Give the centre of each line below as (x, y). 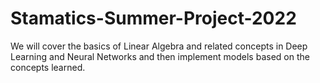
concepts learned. (48, 67)
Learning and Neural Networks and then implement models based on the (160, 56)
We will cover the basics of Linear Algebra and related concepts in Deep (159, 46)
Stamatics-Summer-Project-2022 (153, 18)
